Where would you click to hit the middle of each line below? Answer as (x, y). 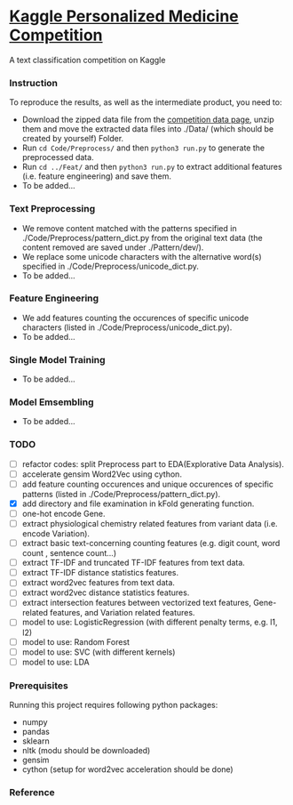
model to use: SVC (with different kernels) (99, 652)
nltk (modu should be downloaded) (86, 751)
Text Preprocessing (52, 209)
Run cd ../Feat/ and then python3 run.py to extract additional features (152, 167)
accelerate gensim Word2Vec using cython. (102, 474)
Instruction (34, 83)
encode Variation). (56, 534)
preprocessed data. (58, 157)
